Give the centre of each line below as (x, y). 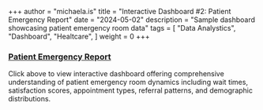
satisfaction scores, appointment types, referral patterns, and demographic (130, 90)
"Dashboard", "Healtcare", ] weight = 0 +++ (79, 36)
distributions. (30, 99)
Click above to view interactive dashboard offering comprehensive (116, 74)
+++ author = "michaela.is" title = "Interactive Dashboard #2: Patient (120, 11)
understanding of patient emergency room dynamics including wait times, (128, 82)
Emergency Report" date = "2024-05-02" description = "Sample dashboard (131, 20)
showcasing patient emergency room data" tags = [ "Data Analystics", (122, 28)
